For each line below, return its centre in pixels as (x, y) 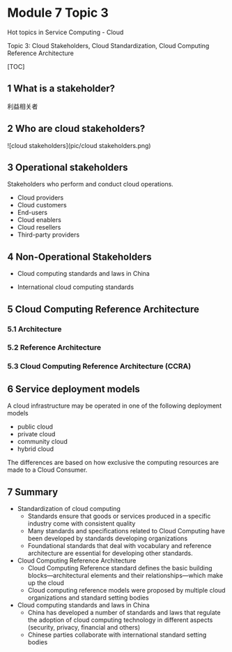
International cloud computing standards (76, 287)
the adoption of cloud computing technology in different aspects (120, 620)
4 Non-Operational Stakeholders (79, 257)
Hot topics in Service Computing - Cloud (65, 32)
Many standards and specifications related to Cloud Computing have (126, 531)
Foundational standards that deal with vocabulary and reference (119, 545)
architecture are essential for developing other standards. (110, 553)
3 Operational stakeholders (68, 167)
